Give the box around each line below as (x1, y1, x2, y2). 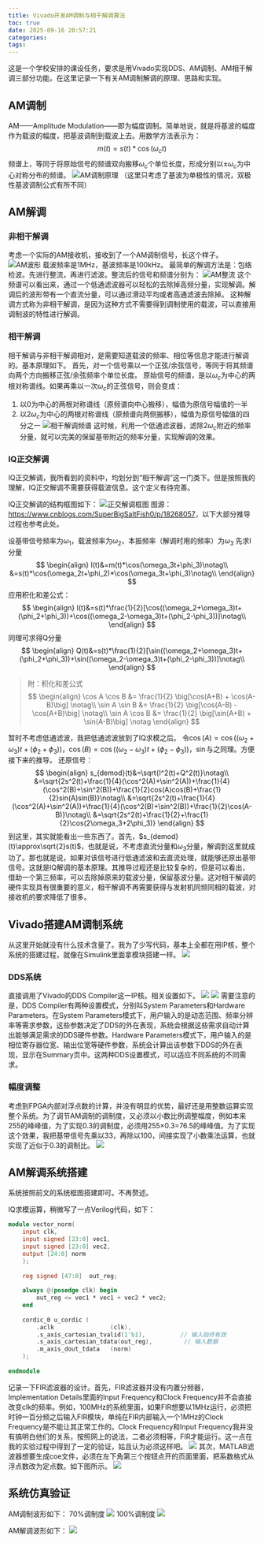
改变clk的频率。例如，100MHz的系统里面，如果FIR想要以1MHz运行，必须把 (8, 1402, 251, 1411)
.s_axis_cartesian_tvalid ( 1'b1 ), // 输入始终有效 (36, 1330, 226, 1339)
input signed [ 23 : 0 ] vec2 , (22, 1243, 111, 1250)
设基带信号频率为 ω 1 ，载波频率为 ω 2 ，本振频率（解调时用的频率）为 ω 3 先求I (8, 536, 251, 547)
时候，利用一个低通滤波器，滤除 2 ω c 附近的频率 (100, 420, 251, 432)
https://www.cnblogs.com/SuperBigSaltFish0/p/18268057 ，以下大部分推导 (8, 509, 251, 519)
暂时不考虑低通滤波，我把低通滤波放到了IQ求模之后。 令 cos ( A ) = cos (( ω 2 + (8, 732, 255, 744)
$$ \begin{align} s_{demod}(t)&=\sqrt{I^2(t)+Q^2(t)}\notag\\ (35, 768, 229, 777)
